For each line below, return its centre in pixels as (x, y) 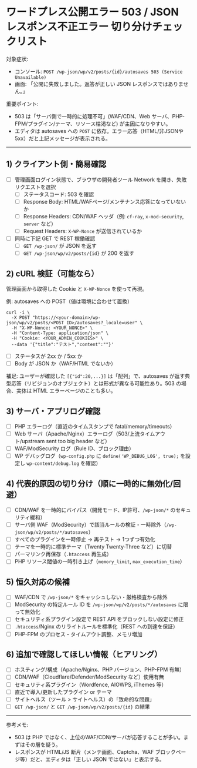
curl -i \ (18, 312)
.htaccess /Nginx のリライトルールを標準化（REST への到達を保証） (96, 627)
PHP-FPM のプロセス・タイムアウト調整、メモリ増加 (78, 634)
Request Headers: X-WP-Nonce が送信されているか (83, 231)
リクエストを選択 (35, 187)
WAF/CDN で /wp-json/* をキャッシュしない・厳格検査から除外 (91, 597)
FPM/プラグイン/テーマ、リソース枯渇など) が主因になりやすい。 (93, 124)
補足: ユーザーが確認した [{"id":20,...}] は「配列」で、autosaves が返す (96, 376)
